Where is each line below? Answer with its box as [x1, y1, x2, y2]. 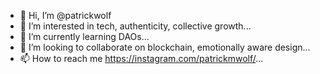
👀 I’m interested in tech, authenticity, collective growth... [19, 20, 252, 32]
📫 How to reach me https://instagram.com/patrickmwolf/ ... [19, 53, 264, 64]
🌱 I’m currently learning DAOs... [19, 31, 150, 42]
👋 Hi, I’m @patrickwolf [19, 10, 112, 21]
